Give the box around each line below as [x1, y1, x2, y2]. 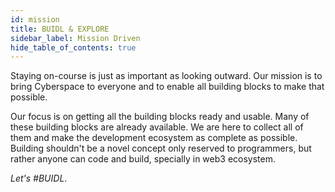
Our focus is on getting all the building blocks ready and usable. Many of [10, 111, 310, 123]
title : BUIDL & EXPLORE [10, 24, 110, 34]
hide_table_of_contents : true [10, 42, 137, 53]
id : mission [10, 14, 60, 25]
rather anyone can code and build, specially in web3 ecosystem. [10, 153, 276, 165]
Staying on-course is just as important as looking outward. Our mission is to [10, 70, 323, 82]
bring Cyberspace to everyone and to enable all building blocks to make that [10, 81, 325, 93]
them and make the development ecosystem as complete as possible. [10, 132, 298, 144]
